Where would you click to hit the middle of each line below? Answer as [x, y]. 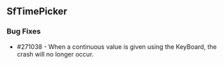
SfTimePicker [37, 12]
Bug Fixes [24, 31]
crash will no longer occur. [55, 54]
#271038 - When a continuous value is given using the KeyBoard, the [117, 46]
